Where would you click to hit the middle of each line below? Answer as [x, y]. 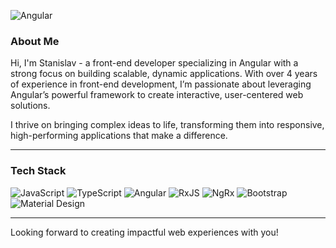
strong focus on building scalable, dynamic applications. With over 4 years [164, 74]
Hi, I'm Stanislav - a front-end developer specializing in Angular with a [154, 63]
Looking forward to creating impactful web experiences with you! [144, 232]
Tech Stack [38, 171]
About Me [35, 41]
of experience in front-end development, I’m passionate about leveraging [161, 84]
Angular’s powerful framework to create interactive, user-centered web [157, 95]
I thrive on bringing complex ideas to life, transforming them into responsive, [167, 125]
